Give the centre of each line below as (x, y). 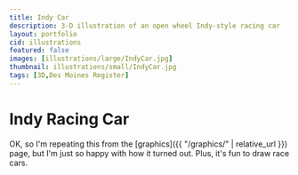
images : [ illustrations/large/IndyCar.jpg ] (91, 59)
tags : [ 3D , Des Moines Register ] (69, 76)
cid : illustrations (45, 42)
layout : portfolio (43, 34)
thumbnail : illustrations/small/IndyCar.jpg (93, 68)
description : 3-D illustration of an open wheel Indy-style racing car (145, 26)
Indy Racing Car (69, 119)
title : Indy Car (39, 17)
